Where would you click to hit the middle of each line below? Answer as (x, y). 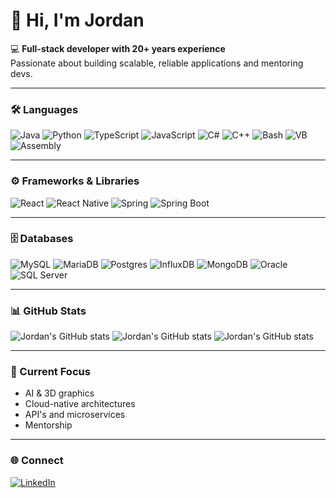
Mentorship (48, 425)
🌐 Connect (37, 461)
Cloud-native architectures (80, 404)
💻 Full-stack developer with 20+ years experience (118, 48)
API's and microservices (75, 415)
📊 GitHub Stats (48, 311)
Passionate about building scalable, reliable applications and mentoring (157, 63)
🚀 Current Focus (50, 372)
